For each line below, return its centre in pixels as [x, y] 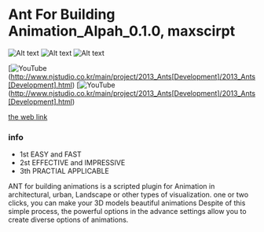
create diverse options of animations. [68, 220]
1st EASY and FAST [51, 154]
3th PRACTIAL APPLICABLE [64, 171]
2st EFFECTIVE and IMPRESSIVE [72, 163]
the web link [28, 116]
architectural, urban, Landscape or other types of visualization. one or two [128, 195]
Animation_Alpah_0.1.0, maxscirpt [122, 31]
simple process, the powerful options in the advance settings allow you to [127, 212]
